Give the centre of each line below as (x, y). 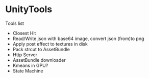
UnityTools (29, 9)
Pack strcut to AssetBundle (41, 49)
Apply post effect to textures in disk (50, 44)
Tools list (15, 23)
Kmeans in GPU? (30, 65)
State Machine (28, 71)
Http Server (25, 55)
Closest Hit (24, 33)
